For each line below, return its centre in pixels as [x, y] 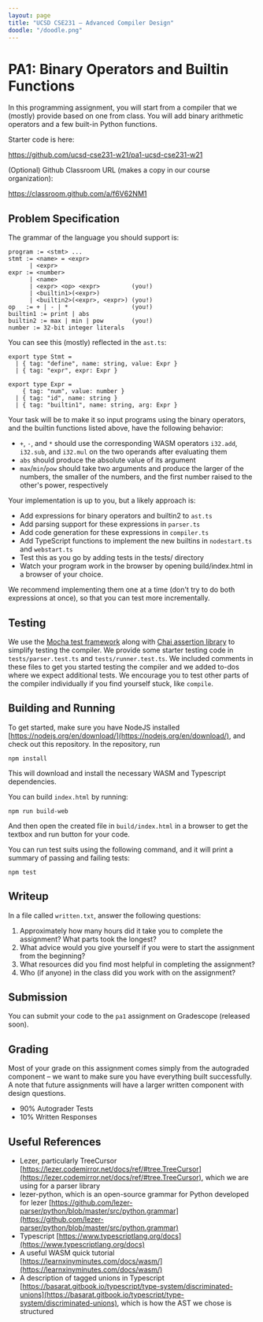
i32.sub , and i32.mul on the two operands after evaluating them [123, 452]
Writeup [28, 896]
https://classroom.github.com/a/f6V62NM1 [78, 194]
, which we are [225, 1177]
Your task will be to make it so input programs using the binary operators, [127, 420]
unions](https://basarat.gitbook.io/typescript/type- [102, 1294]
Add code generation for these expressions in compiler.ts [114, 533]
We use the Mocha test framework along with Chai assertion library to [122, 641]
